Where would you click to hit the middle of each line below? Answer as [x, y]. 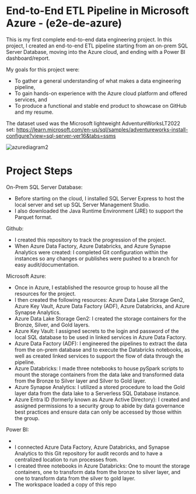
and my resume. [34, 112]
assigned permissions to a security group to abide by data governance [99, 406]
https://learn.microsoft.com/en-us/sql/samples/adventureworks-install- [102, 130]
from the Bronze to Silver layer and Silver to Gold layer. [80, 381]
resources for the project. [45, 294]
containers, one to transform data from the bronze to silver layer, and [97, 472]
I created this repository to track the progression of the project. [90, 240]
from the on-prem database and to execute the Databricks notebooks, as [102, 349]
